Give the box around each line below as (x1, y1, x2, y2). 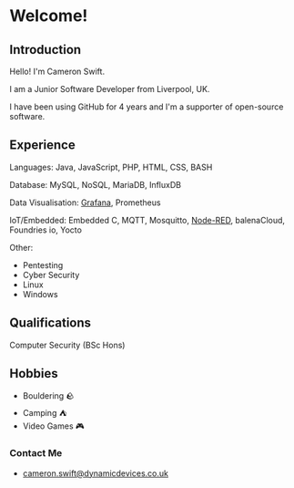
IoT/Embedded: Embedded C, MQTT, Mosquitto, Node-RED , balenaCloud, (9, 214, 285, 225)
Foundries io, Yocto (9, 224, 82, 235)
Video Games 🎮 (22, 421, 85, 431)
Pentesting (22, 259, 64, 270)
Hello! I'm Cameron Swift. (9, 66, 106, 77)
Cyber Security (22, 269, 80, 280)
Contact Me (9, 447, 63, 460)
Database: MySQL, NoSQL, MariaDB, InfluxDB (9, 179, 182, 190)
